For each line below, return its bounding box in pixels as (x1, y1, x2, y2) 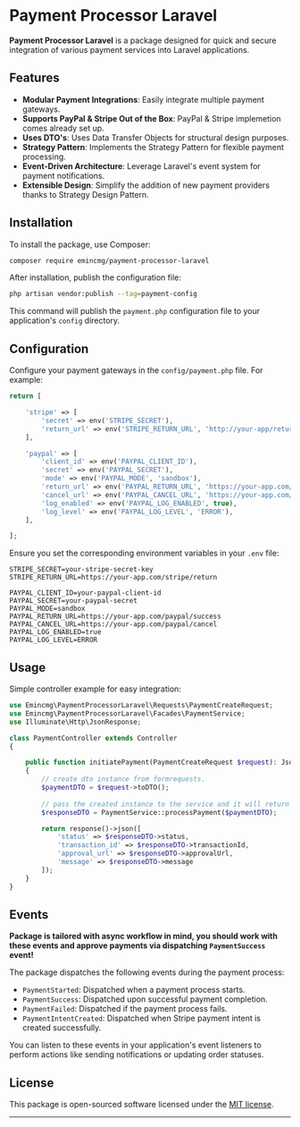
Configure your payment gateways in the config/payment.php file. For (9, 365, 263, 376)
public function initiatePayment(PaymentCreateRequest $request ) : (25, 758, 278, 767)
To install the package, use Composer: (9, 239, 151, 250)
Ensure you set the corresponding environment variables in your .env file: (9, 547, 279, 559)
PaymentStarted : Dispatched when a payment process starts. (21, 985, 246, 996)
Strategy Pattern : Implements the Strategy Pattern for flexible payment (21, 141, 284, 152)
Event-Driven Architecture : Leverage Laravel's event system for (21, 160, 261, 171)
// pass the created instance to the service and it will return (41, 800, 290, 809)
